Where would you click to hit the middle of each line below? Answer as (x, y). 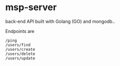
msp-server (31, 7)
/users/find (18, 45)
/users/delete (20, 54)
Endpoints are (20, 31)
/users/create (20, 49)
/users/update (20, 58)
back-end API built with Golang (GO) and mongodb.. (60, 21)
